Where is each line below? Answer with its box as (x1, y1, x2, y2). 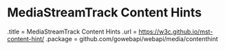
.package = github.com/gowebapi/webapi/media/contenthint (45, 34, 218, 42)
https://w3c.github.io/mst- (138, 27, 213, 36)
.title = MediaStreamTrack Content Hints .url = (7, 27, 138, 36)
